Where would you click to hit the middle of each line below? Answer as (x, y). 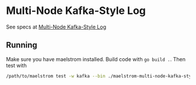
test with (17, 65)
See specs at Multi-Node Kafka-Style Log (56, 27)
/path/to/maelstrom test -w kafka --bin (56, 76)
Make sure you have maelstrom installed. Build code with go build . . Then (96, 59)
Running (22, 45)
